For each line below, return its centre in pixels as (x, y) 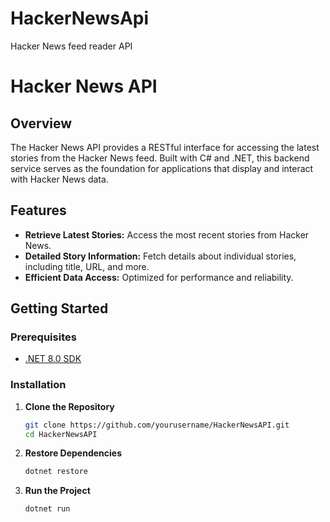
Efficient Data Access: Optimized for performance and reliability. (159, 277)
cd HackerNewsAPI (61, 434)
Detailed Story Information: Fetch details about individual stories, (160, 256)
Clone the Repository (69, 406)
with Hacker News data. (59, 179)
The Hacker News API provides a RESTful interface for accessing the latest (165, 147)
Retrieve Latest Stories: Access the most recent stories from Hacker (167, 234)
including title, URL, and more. (87, 266)
